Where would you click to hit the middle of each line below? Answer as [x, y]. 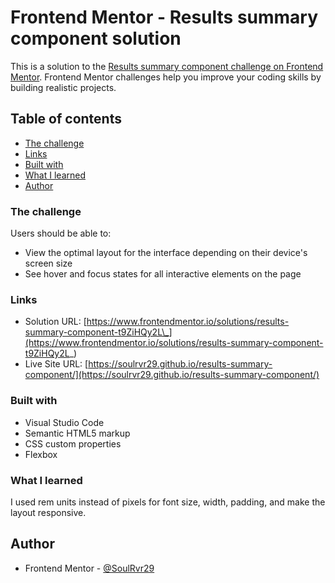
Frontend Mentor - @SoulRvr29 [89, 568]
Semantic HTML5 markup [77, 433]
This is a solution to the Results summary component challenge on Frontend [167, 66]
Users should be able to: [61, 233]
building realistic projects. [63, 87]
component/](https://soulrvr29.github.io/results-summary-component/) [172, 375]
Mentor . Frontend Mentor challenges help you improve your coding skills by [166, 77]
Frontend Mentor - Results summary [164, 17]
